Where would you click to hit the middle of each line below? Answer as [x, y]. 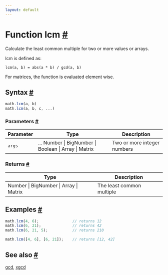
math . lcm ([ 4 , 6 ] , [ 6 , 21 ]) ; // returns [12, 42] [60, 239]
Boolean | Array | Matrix [66, 149]
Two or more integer [136, 143]
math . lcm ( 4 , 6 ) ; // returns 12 [53, 221]
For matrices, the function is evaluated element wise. [59, 77]
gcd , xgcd [15, 267]
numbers [123, 149]
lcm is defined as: [23, 58]
